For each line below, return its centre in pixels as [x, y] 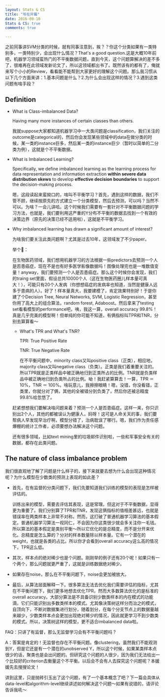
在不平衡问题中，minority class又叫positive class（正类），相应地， [87, 360]
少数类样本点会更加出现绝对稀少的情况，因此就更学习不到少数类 [94, 615]
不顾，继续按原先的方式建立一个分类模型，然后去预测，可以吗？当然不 [87, 201]
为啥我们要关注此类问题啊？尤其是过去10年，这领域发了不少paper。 [81, 239]
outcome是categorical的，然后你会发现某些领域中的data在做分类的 [80, 137]
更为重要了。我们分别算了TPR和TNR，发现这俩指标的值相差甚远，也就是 [85, 510]
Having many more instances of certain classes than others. [73, 120]
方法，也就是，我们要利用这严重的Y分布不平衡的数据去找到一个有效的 [87, 213]
